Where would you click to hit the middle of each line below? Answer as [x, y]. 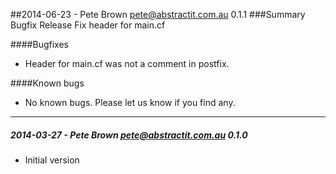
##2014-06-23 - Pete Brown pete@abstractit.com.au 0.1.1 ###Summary [158, 14]
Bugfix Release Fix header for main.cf [88, 25]
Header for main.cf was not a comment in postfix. [127, 63]
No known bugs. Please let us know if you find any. [130, 102]
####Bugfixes [39, 44]
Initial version [52, 160]
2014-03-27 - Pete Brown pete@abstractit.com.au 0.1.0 [129, 135]
